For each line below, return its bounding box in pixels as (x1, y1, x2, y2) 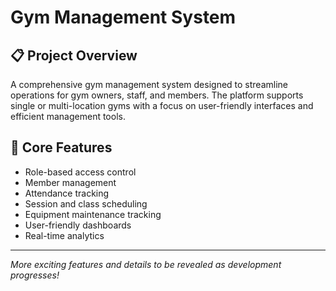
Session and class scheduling (24, 197, 148, 210)
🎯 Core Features (10, 139, 113, 156)
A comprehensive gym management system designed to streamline (10, 79, 289, 90)
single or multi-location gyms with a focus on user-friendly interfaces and (10, 100, 314, 111)
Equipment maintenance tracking (24, 208, 162, 220)
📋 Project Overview (10, 47, 138, 64)
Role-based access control (24, 166, 137, 178)
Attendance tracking (24, 187, 110, 199)
